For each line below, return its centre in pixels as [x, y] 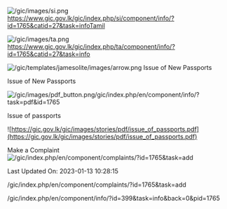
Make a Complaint [33, 150]
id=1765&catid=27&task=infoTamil [56, 26]
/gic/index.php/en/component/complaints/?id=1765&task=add [97, 185]
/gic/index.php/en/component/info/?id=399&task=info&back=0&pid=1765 [114, 198]
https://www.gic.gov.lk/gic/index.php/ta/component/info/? [91, 46]
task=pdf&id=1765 [34, 102]
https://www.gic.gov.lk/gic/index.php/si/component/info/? [91, 18]
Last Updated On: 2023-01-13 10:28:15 [63, 171]
